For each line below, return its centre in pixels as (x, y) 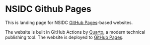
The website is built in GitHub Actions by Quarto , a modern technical (75, 32)
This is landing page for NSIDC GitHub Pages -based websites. (69, 22)
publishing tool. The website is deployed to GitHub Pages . (64, 37)
